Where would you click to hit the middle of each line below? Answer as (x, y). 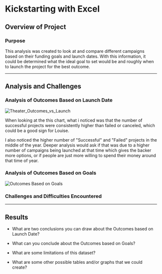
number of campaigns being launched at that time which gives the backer (78, 150)
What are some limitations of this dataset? (54, 253)
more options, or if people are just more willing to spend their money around (81, 155)
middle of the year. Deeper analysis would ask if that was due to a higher (77, 145)
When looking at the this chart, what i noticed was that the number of (74, 120)
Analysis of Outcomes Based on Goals (51, 173)
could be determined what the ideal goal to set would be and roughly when (80, 61)
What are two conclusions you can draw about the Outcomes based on (82, 228)
